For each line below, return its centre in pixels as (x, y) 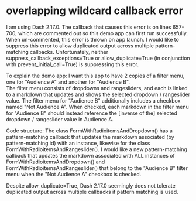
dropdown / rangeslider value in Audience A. (60, 119)
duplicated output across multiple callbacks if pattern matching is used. (92, 192)
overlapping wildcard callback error (94, 11)
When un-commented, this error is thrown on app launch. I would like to (93, 39)
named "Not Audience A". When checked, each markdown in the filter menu (97, 107)
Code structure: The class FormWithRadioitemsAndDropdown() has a (89, 131)
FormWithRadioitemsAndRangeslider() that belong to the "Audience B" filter (97, 168)
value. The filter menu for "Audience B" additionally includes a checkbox (93, 100)
